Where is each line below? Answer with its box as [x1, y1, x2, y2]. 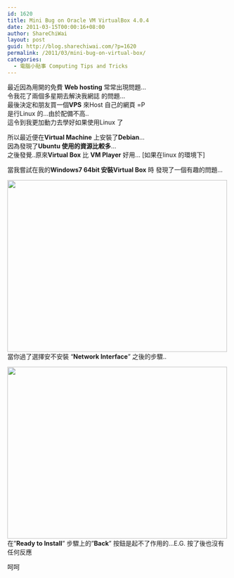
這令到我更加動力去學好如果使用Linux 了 [7, 117, 124, 127]
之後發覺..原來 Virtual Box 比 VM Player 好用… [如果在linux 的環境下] [7, 150, 205, 159]
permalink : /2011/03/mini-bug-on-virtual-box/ [7, 50, 146, 57]
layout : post [7, 37, 46, 44]
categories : [7, 56, 42, 63]
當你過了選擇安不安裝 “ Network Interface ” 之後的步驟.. [7, 352, 167, 361]
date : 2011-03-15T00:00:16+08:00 [7, 23, 105, 30]
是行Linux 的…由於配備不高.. [7, 109, 89, 117]
